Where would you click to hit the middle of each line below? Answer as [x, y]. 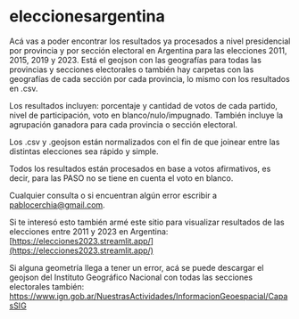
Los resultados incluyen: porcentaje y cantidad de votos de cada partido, [144, 105]
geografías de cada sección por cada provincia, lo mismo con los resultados [149, 78]
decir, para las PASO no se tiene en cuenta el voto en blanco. [121, 178]
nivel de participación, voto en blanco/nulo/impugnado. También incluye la [146, 115]
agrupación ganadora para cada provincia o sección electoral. [124, 124]
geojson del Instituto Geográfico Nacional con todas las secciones [131, 277]
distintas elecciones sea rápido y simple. [84, 151]
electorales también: [47, 286]
